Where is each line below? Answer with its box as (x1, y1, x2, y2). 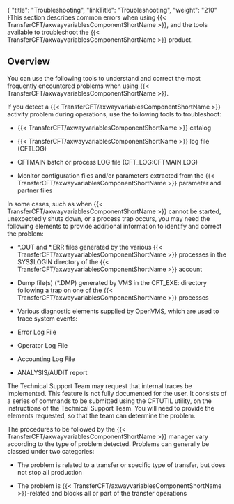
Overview (7, 56, 51, 68)
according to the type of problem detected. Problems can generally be (7, 439, 210, 448)
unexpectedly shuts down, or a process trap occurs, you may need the (7, 214, 210, 222)
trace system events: (17, 314, 78, 323)
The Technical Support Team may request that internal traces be (7, 381, 193, 390)
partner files (17, 186, 53, 194)
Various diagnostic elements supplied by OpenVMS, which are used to (17, 307, 219, 315)
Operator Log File (17, 341, 68, 349)
